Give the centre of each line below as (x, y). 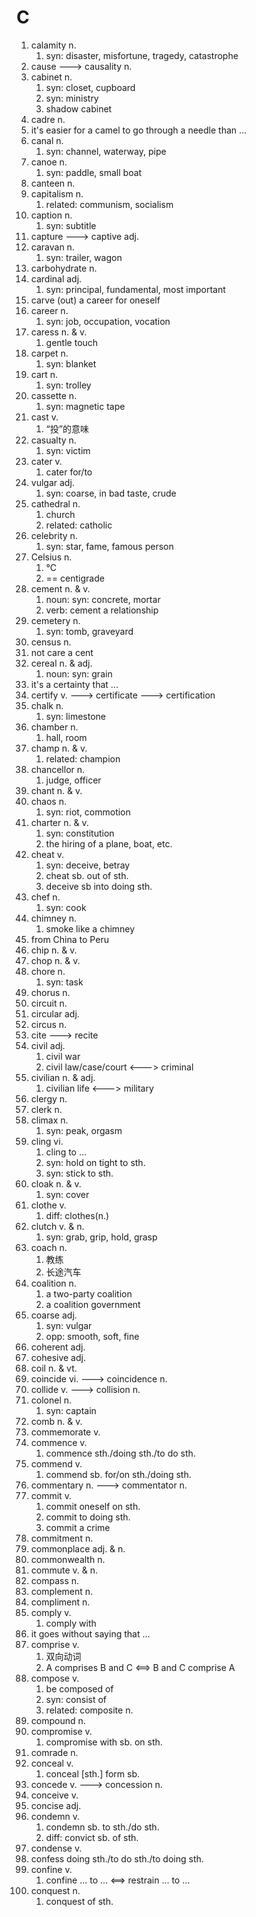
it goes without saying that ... (90, 1633)
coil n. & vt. (54, 1368)
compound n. (58, 1720)
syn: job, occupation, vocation (108, 321)
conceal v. (52, 1763)
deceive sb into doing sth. (99, 886)
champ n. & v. (59, 748)
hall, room (66, 737)
